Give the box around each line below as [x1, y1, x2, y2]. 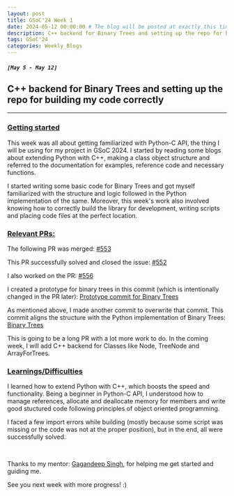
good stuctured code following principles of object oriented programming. [7, 405, 220, 413]
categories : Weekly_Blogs [7, 42, 82, 49]
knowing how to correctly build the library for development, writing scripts [7, 203, 220, 212]
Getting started [7, 123, 61, 132]
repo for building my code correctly [7, 93, 164, 105]
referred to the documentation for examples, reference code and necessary [7, 161, 224, 169]
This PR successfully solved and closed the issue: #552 [7, 258, 167, 266]
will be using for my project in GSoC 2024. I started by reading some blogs [7, 146, 221, 154]
